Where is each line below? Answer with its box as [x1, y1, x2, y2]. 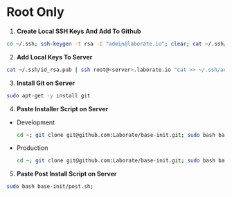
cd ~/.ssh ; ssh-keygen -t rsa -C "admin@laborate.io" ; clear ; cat [6, 40, 202, 47]
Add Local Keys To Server [16, 53, 93, 61]
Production [16, 144, 48, 152]
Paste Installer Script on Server [16, 104, 109, 113]
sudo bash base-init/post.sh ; [6, 183, 94, 190]
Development [16, 118, 55, 126]
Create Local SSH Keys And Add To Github [16, 27, 141, 35]
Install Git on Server [16, 79, 75, 87]
